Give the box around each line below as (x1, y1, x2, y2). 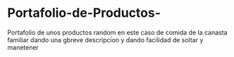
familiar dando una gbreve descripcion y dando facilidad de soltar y (7, 35, 204, 44)
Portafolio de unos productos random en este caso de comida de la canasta (7, 28, 228, 37)
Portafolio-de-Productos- (7, 5, 161, 21)
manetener (7, 43, 39, 51)
